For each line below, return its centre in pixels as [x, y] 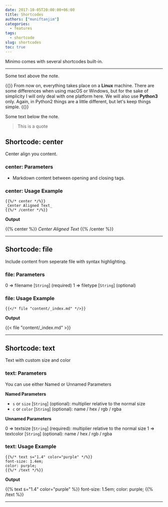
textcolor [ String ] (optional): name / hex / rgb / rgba [59, 433]
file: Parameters [25, 275]
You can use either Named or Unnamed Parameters [58, 384]
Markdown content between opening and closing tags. [68, 178]
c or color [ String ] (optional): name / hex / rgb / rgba [67, 409]
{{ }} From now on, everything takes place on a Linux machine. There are [80, 85]
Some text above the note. [32, 76]
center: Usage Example [34, 191]
